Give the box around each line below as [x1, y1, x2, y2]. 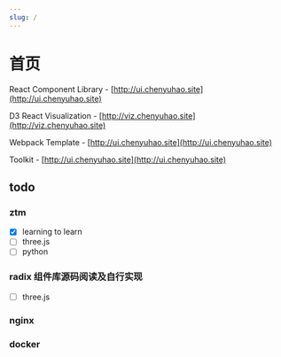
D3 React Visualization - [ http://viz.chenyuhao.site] [9, 110, 196, 120]
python [21, 246, 49, 257]
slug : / [9, 12, 38, 22]
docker [9, 338, 41, 350]
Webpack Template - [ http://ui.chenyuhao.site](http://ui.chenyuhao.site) [9, 136, 273, 147]
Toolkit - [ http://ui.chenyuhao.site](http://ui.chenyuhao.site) [9, 154, 227, 165]
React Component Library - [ [9, 83, 114, 94]
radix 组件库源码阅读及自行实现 [9, 271, 144, 283]
